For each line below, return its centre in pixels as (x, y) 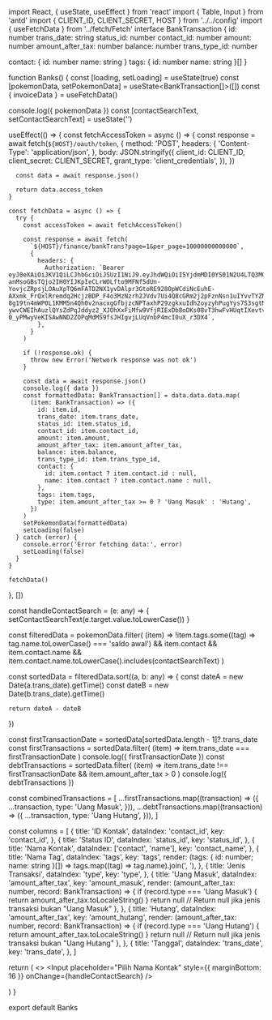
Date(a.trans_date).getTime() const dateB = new (89, 685)
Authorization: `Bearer (85, 268)
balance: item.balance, (77, 452)
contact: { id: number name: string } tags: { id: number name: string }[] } (128, 62)
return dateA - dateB (45, 709)
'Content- (234, 144)
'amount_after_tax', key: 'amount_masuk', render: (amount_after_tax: (122, 883)
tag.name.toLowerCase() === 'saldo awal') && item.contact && (113, 643)
